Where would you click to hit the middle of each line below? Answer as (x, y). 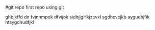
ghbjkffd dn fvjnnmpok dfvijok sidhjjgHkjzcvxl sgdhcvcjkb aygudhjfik (77, 17)
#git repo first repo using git (35, 7)
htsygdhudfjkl (20, 22)
